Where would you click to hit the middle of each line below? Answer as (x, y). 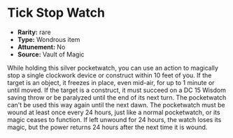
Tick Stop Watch (56, 13)
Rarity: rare (34, 32)
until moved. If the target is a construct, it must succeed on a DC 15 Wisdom (116, 90)
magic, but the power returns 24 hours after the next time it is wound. (107, 127)
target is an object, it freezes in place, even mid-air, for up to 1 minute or (111, 82)
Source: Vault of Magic (51, 54)
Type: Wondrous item (49, 39)
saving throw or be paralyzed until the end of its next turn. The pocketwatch (117, 97)
